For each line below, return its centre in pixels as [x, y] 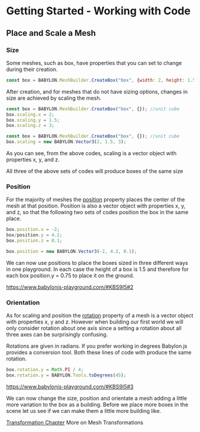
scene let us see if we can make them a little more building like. [84, 411]
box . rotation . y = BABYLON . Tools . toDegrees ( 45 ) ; [66, 375]
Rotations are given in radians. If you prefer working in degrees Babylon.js [97, 346]
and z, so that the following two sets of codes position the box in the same [97, 212]
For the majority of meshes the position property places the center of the [96, 200]
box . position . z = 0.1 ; [34, 241]
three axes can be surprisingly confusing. [57, 335]
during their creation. [32, 69]
